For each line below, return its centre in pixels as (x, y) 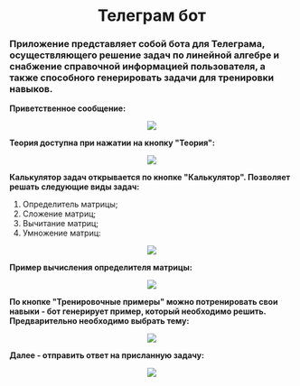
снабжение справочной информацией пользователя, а (138, 67)
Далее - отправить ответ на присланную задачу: (107, 355)
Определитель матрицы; (70, 205)
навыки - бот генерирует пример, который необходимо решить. (138, 311)
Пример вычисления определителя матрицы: (101, 268)
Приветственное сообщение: (68, 108)
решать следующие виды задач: (75, 187)
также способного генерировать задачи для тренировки (142, 78)
